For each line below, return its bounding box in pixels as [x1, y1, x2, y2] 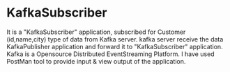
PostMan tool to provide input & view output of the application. [6, 57, 186, 65]
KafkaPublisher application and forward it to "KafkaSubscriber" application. [6, 42, 224, 51]
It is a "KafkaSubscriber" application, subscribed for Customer [6, 28, 186, 36]
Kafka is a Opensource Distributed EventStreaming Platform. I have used [6, 50, 215, 58]
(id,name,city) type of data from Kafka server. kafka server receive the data [6, 35, 224, 43]
